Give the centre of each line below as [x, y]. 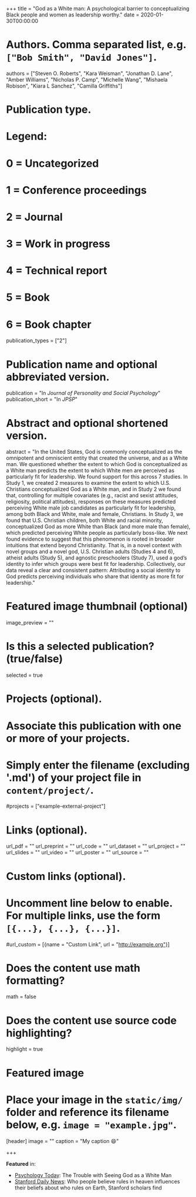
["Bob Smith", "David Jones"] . [82, 57]
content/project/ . [50, 790]
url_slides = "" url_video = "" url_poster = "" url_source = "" [77, 852]
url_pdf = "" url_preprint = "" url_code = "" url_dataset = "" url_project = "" [96, 846]
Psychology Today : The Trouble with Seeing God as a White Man [93, 1175]
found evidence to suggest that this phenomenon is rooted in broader [90, 539]
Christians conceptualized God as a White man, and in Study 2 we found [94, 489]
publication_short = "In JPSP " [42, 399]
